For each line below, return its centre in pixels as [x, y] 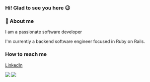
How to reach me [26, 54]
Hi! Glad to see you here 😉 [38, 8]
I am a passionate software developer [44, 32]
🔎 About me [19, 21]
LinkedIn [14, 65]
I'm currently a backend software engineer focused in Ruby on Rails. [75, 41]
